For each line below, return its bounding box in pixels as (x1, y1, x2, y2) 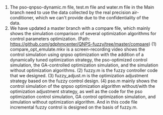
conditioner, (9, 15, 35, 20)
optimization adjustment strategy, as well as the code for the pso (9, 89, 143, 94)
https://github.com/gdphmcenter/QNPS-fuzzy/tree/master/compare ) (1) (9, 41, 157, 47)
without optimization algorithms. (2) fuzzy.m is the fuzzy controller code (9, 67, 158, 73)
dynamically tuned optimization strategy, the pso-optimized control (9, 57, 148, 62)
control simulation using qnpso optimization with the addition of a (9, 52, 144, 57)
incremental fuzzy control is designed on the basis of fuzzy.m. (9, 104, 138, 110)
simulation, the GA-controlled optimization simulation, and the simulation (9, 62, 159, 68)
